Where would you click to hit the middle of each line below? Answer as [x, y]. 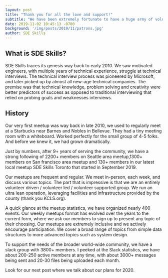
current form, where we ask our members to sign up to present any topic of [83, 218]
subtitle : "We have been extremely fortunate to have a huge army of [79, 19]
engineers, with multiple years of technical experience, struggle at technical [83, 71]
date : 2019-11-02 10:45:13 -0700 [40, 24]
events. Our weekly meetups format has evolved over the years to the [77, 213]
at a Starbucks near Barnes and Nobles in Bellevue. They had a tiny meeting [83, 130]
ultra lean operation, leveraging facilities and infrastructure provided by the [82, 193]
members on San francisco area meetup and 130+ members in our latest [80, 162]
